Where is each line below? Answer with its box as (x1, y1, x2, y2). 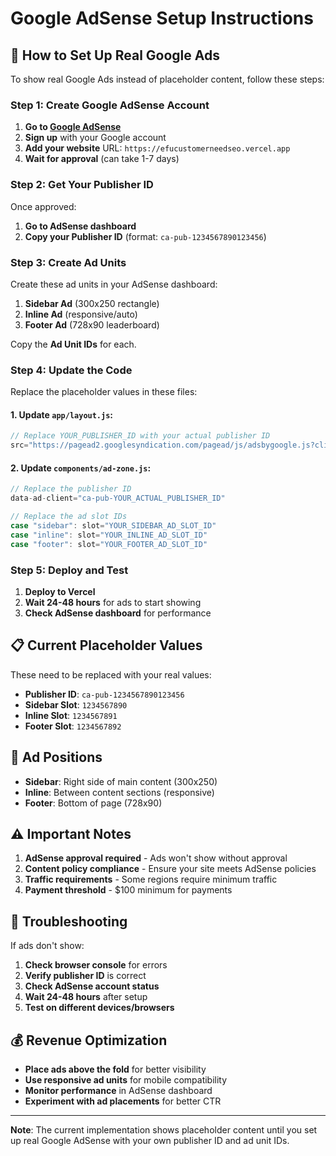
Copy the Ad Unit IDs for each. (10, 338, 137, 350)
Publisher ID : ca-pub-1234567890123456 (24, 688, 185, 700)
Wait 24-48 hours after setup (24, 991, 148, 1003)
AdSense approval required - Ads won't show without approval (24, 852, 288, 864)
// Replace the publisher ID (10, 484, 132, 494)
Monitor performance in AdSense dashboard (24, 1084, 213, 1096)
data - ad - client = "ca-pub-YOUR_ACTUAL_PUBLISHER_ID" (10, 493, 226, 504)
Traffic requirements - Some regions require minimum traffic (24, 873, 278, 886)
